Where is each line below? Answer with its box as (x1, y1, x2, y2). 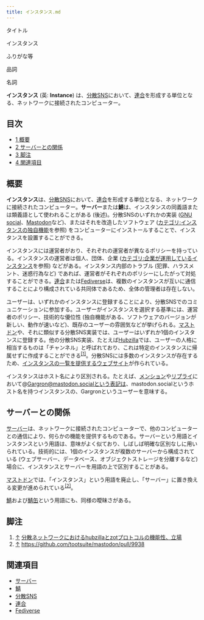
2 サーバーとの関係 (15, 144, 63, 151)
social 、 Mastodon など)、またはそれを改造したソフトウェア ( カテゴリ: (6, 219, 181, 226)
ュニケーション (6, 306, 44, 313)
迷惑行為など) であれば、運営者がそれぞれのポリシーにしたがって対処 (22, 270, 196, 277)
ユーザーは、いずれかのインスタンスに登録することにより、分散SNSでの (6, 298, 188, 305)
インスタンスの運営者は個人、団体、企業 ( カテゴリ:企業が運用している (16, 255, 193, 262)
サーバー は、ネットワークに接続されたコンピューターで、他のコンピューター (6, 425, 198, 432)
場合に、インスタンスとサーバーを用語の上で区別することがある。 (6, 462, 172, 470)
